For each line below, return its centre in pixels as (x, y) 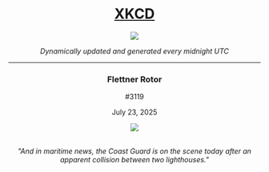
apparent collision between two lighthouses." (134, 160)
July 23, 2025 (134, 112)
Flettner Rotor (134, 79)
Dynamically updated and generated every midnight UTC (134, 51)
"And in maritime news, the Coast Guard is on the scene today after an (134, 151)
